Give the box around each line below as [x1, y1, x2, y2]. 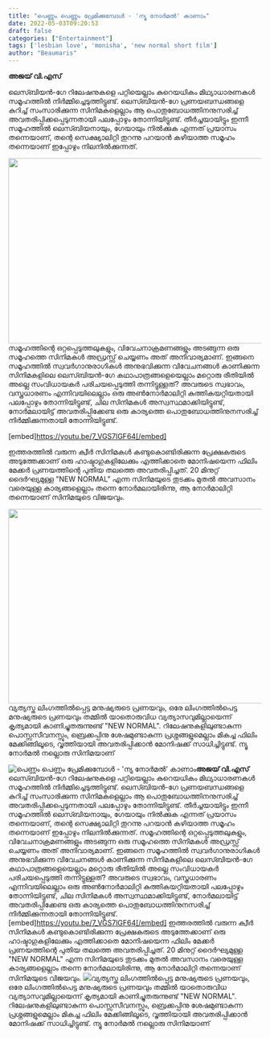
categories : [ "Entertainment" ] [8, 34, 113, 43]
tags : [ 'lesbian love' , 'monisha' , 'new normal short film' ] [8, 42, 218, 50]
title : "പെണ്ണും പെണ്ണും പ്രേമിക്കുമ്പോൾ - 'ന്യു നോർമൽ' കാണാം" [8, 11, 210, 20]
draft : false [8, 27, 52, 35]
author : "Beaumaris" [8, 49, 78, 57]
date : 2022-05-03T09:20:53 [8, 19, 99, 27]
